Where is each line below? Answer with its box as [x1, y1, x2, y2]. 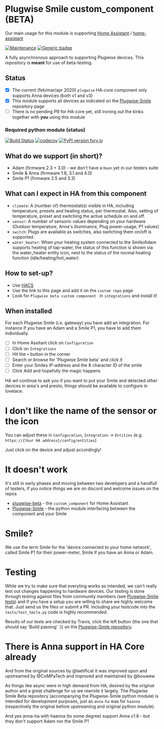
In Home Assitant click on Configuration [12, 340, 94, 346]
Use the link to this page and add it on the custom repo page [12, 287, 134, 293]
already [5, 651, 37, 663]
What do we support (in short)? [5, 152, 103, 160]
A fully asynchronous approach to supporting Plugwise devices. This [5, 54, 144, 60]
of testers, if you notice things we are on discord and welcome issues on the [5, 486, 159, 491]
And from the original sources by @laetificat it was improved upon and [5, 668, 147, 673]
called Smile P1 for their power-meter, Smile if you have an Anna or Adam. [5, 549, 154, 555]
